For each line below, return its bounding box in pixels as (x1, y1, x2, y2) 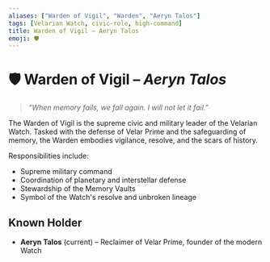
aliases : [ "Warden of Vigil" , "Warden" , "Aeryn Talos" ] (8, 11, 200, 20)
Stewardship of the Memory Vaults (19, 184, 136, 193)
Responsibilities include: (8, 151, 89, 161)
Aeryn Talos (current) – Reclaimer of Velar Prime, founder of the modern (19, 237, 263, 247)
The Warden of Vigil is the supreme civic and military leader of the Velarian (8, 119, 258, 128)
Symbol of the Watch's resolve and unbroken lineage (19, 193, 196, 202)
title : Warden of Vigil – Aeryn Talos (8, 27, 139, 35)
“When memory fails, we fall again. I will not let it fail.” (27, 102, 209, 113)
